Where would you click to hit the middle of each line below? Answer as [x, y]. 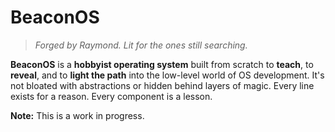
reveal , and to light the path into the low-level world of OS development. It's [167, 75]
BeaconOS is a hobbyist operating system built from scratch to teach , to [162, 64]
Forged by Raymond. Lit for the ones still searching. [141, 45]
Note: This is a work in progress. [77, 115]
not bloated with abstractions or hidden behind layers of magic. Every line [162, 85]
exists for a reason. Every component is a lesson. [111, 96]
